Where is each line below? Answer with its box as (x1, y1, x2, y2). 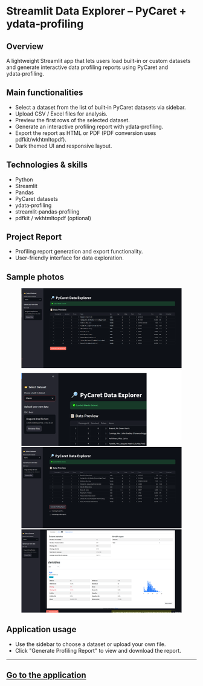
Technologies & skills (6, 160, 88, 170)
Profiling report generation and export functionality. (14, 248, 143, 255)
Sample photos (6, 272, 65, 282)
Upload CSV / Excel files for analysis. (14, 110, 108, 117)
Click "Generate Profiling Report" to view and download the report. (14, 647, 181, 654)
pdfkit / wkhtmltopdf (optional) (14, 214, 92, 221)
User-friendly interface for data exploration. (14, 254, 124, 261)
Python (14, 175, 33, 183)
